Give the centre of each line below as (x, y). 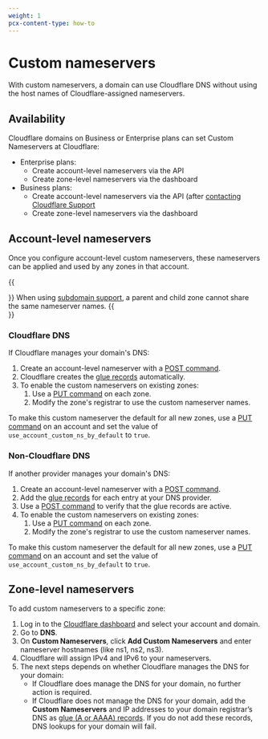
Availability (37, 118)
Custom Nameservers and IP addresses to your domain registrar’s (142, 709)
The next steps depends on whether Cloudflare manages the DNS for (134, 667)
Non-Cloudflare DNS (49, 456)
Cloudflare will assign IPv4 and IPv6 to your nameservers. (116, 658)
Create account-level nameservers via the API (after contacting (136, 197)
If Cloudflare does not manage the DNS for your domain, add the (139, 701)
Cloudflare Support (63, 205)
